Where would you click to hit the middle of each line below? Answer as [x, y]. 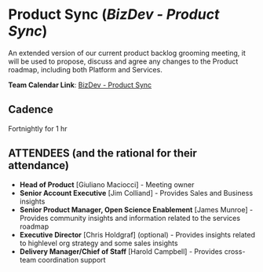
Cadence [31, 110]
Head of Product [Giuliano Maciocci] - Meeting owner [107, 184]
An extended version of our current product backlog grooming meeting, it [127, 53]
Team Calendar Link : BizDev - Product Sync [80, 85]
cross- [235, 251]
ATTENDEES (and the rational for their [103, 154]
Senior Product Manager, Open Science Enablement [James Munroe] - [136, 209]
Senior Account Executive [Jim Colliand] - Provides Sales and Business [136, 193]
